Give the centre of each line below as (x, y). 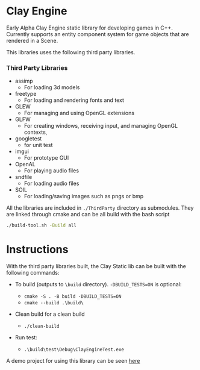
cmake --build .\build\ (54, 303)
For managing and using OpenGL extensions (79, 113)
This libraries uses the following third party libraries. (71, 52)
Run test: (26, 337)
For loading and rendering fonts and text (74, 100)
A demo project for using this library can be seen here (73, 361)
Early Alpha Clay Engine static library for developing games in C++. (90, 28)
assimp (24, 81)
